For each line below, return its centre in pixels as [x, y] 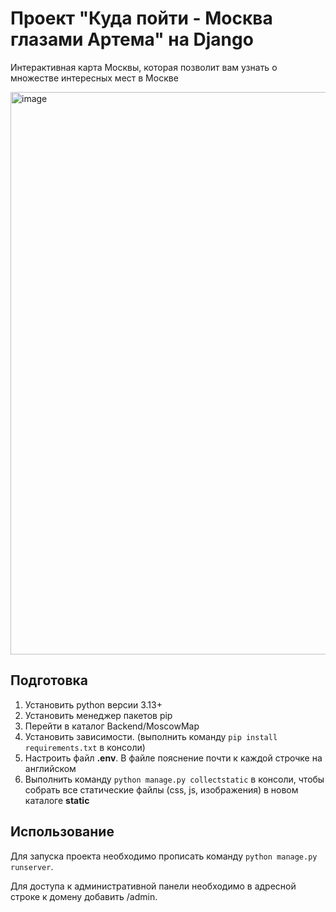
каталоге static [57, 800]
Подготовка [49, 680]
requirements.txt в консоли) [85, 747]
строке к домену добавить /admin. [84, 896]
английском [50, 768]
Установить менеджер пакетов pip [98, 715]
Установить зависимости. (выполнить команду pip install [151, 736]
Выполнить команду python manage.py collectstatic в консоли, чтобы [174, 779]
